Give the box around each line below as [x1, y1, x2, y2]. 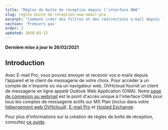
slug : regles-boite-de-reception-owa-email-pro [5, 12, 106, 17]
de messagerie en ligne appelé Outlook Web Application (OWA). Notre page [5, 88, 161, 94]
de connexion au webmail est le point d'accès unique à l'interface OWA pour [5, 93, 163, 99]
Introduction [5, 58, 45, 67]
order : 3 [5, 26, 23, 31]
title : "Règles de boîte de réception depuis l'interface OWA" [5, 7, 140, 12]
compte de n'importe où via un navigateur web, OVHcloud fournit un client [5, 82, 158, 88]
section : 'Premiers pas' [5, 21, 57, 26]
